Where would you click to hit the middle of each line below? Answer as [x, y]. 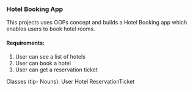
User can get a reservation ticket [56, 70]
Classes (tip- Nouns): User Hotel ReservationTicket [71, 81]
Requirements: [25, 43]
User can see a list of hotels [50, 56]
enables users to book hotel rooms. [51, 29]
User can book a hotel [43, 63]
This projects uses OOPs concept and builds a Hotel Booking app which [97, 23]
